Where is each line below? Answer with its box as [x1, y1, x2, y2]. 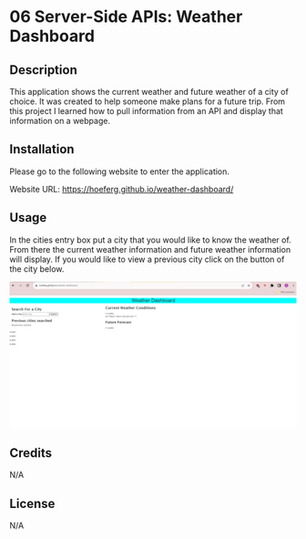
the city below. [9, 263, 65, 275]
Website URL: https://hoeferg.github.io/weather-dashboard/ [9, 183, 234, 194]
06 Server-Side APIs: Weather [9, 6, 243, 27]
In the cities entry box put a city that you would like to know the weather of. [9, 234, 291, 245]
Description [9, 62, 77, 78]
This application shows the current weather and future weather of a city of [9, 87, 289, 97]
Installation [9, 141, 75, 157]
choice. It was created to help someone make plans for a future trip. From [9, 96, 285, 107]
